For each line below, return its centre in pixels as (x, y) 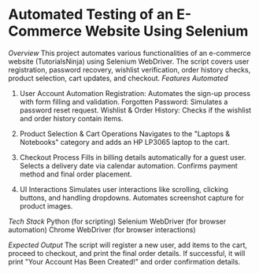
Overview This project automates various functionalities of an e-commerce (129, 53)
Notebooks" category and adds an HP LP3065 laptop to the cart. (124, 142)
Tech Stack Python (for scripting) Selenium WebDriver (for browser (117, 221)
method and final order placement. (76, 174)
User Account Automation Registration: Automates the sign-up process (135, 93)
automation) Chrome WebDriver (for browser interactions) (102, 229)
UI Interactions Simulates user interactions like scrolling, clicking (124, 189)
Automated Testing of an (91, 15)
